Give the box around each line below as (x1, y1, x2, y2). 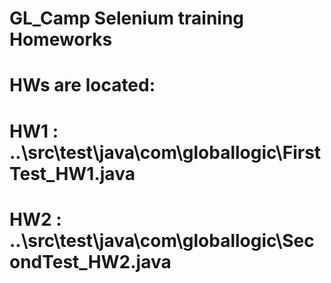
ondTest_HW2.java (9, 250, 172, 273)
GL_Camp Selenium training (9, 7, 245, 30)
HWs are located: (9, 74, 156, 97)
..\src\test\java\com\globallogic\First (9, 141, 322, 164)
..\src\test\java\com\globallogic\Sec (9, 229, 315, 252)
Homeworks (9, 28, 113, 51)
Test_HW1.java (9, 162, 136, 185)
